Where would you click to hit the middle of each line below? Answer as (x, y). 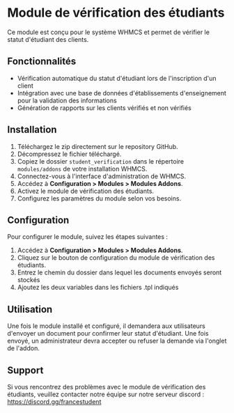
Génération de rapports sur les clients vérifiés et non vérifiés (104, 108)
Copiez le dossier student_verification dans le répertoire (101, 161)
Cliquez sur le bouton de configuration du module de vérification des (116, 258)
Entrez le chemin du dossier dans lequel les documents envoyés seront (119, 272)
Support (25, 370)
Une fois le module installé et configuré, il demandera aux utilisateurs (106, 326)
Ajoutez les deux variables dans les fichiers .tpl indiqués (98, 288)
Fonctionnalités (42, 62)
